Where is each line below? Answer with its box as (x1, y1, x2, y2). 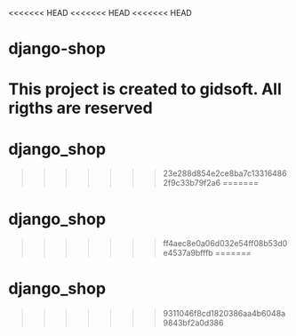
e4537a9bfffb (163, 248, 214, 259)
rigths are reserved (8, 98, 153, 118)
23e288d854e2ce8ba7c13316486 (163, 168, 287, 179)
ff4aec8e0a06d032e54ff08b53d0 (163, 238, 288, 249)
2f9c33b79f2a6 (163, 178, 221, 188)
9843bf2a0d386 (163, 317, 224, 328)
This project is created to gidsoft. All (8, 79, 282, 100)
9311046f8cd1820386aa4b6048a (163, 308, 286, 319)
